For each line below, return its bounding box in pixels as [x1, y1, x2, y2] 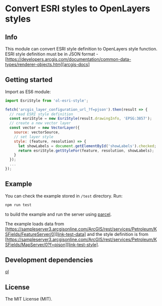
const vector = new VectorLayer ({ [9, 126, 80, 130]
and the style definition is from [87, 231, 149, 237]
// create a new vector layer [9, 121, 71, 126]
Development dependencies [5, 256, 93, 264]
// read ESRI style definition [9, 111, 73, 117]
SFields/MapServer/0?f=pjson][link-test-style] [5, 241, 98, 248]
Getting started [5, 76, 53, 84]
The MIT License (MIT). [5, 296, 52, 302]
